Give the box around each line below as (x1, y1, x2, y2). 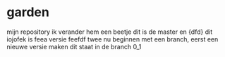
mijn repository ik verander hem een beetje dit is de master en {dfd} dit (6, 27, 213, 36)
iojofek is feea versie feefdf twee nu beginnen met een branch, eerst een (6, 34, 219, 43)
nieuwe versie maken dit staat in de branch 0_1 (6, 42, 142, 51)
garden (6, 4, 50, 20)
